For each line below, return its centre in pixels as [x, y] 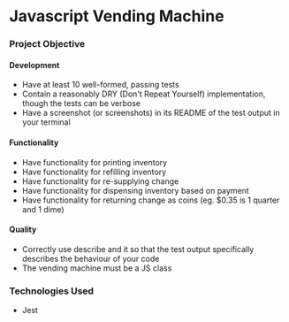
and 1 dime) [43, 209]
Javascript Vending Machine [117, 16]
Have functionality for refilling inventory [94, 172]
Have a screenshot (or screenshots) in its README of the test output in [151, 113]
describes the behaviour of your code [91, 258]
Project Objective [47, 44]
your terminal [46, 122]
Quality [23, 230]
